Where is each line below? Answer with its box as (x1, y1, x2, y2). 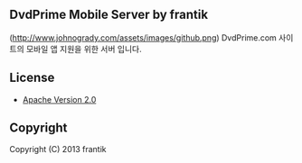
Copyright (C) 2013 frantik (9, 144, 107, 155)
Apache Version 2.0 (22, 94, 97, 104)
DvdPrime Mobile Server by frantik (9, 7, 209, 23)
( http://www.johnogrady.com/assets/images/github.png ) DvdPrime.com (9, 32, 278, 43)
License (9, 70, 55, 86)
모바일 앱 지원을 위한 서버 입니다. (25, 43, 142, 54)
